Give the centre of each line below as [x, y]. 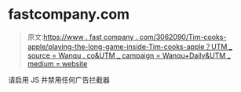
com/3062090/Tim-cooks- [183, 37]
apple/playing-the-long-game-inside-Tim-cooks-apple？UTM [127, 46]
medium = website [57, 63]
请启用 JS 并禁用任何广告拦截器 [59, 80]
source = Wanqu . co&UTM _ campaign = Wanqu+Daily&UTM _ [129, 55]
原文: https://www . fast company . [82, 37]
